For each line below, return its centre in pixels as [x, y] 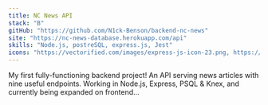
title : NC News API [41, 16]
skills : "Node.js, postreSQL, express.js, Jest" [91, 45]
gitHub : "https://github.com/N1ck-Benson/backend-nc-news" [108, 30]
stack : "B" [26, 23]
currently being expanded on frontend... [74, 92]
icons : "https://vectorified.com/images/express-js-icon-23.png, [119, 52]
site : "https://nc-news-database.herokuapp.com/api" [98, 38]
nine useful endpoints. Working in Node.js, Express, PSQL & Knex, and [124, 84]
